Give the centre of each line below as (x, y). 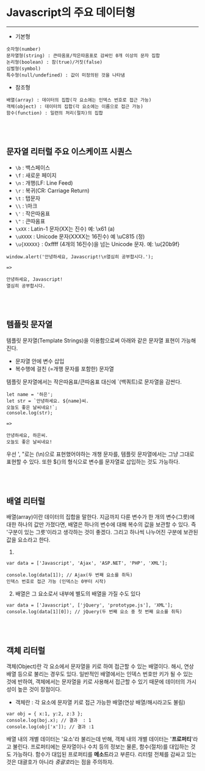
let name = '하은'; (30, 394)
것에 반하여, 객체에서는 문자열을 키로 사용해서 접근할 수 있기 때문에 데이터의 (96, 682)
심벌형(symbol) (24, 69)
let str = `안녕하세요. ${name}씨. (48, 401)
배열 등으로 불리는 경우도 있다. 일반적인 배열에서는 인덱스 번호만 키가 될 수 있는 (100, 674)
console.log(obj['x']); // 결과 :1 (50, 727)
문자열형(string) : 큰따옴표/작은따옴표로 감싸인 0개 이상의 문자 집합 (83, 56)
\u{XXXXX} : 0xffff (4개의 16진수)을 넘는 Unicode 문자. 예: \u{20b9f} (97, 244)
